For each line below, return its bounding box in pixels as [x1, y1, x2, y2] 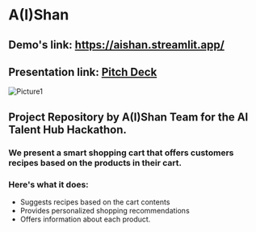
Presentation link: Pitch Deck [8, 65, 157, 78]
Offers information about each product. [19, 214, 151, 224]
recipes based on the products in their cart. [8, 157, 182, 168]
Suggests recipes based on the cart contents [19, 197, 170, 207]
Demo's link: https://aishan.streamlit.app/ [8, 38, 225, 52]
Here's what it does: [8, 179, 89, 190]
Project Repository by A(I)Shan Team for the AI [8, 110, 249, 124]
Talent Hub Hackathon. [8, 123, 127, 137]
